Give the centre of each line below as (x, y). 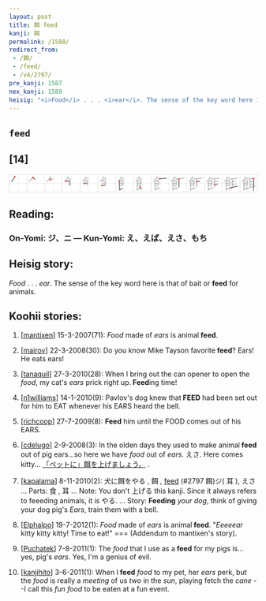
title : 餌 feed (33, 25)
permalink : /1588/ (39, 42)
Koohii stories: (45, 317)
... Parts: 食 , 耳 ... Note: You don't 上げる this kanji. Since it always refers (139, 491)
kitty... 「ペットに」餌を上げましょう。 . (85, 465)
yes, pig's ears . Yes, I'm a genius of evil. (86, 557)
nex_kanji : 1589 (36, 91)
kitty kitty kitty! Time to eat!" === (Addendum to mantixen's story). (129, 533)
